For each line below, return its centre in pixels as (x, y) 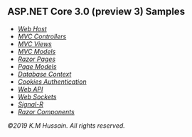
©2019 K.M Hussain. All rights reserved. (66, 125)
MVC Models (37, 51)
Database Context (44, 74)
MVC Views (34, 44)
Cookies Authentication (52, 82)
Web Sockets (37, 97)
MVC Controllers (42, 36)
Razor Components (46, 111)
